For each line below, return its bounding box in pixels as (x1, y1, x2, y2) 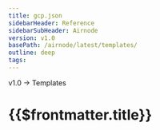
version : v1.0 (8, 33, 56, 42)
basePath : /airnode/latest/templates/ (8, 41, 138, 49)
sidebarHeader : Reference (8, 19, 94, 27)
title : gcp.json (8, 11, 62, 20)
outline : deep (8, 49, 56, 57)
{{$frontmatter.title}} (8, 106, 153, 124)
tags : (8, 57, 26, 65)
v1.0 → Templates (8, 77, 66, 88)
